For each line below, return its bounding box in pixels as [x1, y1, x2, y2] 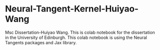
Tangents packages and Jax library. [5, 39, 77, 45]
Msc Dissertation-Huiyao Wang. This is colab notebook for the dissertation [5, 29, 155, 35]
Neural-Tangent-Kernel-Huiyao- [5, 3, 139, 14]
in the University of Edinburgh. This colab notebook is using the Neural [5, 35, 147, 40]
